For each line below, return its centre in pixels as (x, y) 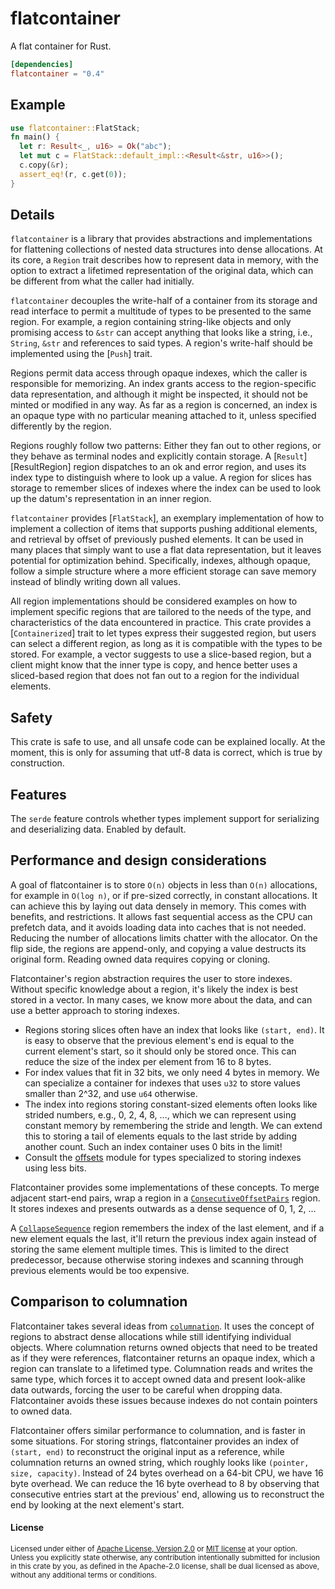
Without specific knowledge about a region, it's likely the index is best (154, 989)
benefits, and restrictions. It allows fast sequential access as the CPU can (161, 916)
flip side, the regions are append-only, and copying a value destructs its (158, 948)
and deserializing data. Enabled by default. (98, 829)
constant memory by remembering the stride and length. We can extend (173, 1125)
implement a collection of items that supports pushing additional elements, (164, 529)
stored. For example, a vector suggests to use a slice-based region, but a (161, 654)
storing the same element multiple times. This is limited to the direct (150, 1249)
